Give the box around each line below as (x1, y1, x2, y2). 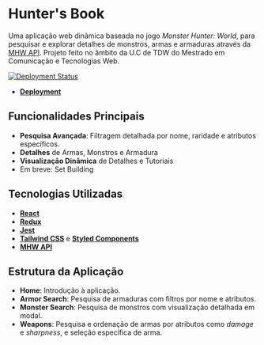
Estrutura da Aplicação (8, 264, 124, 278)
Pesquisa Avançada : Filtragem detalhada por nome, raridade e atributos (19, 131, 257, 140)
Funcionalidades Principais (8, 110, 145, 123)
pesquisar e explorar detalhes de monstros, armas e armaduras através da (8, 39, 251, 48)
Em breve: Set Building (19, 164, 94, 174)
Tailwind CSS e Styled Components (19, 233, 140, 243)
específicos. (19, 139, 60, 149)
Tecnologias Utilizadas (8, 188, 123, 201)
